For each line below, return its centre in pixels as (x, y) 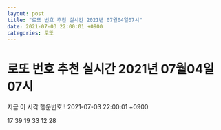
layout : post (26, 13)
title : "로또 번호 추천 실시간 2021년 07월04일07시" (75, 20)
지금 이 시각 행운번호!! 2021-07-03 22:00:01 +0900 (78, 107)
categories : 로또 (30, 33)
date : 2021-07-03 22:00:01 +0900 (55, 26)
